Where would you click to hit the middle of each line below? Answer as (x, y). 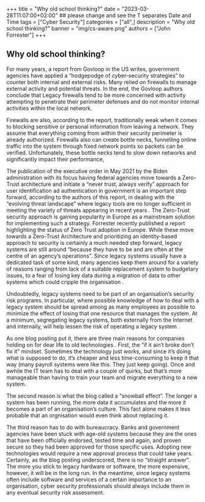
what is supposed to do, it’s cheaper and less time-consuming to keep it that (102, 358)
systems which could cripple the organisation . (65, 282)
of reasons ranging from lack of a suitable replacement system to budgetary (102, 269)
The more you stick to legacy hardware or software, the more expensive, (98, 466)
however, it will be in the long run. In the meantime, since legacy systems (99, 473)
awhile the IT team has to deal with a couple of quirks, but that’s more (94, 371)
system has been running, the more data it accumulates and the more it (96, 402)
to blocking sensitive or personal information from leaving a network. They (100, 126)
